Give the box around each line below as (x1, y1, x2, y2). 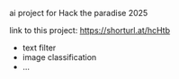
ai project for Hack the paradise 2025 (9, 8, 148, 18)
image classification (22, 52, 97, 62)
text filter (22, 42, 57, 53)
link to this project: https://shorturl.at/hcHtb (9, 25, 171, 35)
